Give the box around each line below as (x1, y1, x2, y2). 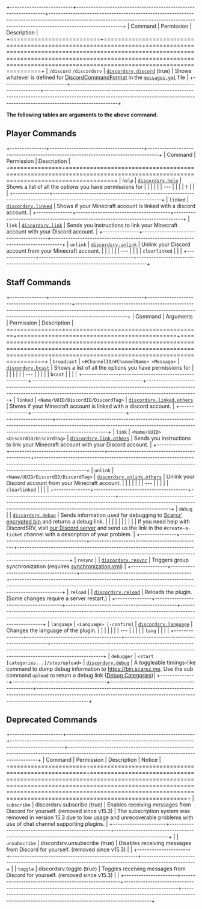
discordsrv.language (138, 621, 190, 627)
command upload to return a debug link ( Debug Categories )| (6, 671, 156, 679)
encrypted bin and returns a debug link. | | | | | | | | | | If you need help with (6, 518, 191, 525)
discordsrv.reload (94, 589, 140, 595)
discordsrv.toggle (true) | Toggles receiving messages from (38, 865, 186, 872)
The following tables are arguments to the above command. (6, 111, 158, 118)
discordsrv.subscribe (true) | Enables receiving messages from (35, 801, 191, 808)
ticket (6, 531, 23, 537)
